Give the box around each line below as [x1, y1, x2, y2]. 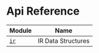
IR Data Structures [37, 37, 90, 45]
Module [9, 26, 32, 35]
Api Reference [6, 4, 80, 18]
